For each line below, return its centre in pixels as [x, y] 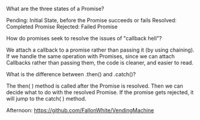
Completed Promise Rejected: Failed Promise [62, 27]
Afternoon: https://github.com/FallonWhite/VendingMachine [80, 110]
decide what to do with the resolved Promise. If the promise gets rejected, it [100, 92]
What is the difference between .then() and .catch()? [71, 74]
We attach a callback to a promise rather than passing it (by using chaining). [100, 50]
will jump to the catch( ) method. [46, 99]
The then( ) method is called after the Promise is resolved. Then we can [95, 86]
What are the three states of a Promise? [55, 9]
